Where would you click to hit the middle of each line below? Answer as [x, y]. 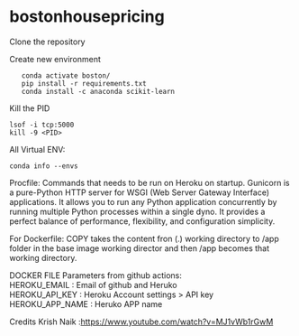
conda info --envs [44, 166]
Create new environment [55, 59]
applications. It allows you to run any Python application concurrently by [143, 201]
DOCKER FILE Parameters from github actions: [96, 275]
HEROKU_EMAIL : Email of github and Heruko [93, 285]
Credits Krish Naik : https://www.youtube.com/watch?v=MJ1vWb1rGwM [141, 322]
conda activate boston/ [66, 75]
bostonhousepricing [87, 17]
